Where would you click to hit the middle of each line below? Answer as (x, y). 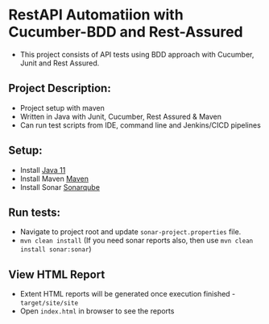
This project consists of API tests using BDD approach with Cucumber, (137, 54)
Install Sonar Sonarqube (60, 187)
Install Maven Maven (54, 179)
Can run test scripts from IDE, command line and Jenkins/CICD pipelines (141, 125)
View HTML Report (57, 274)
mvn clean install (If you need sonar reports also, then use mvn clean (137, 241)
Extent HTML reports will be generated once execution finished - (128, 294)
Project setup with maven (62, 107)
